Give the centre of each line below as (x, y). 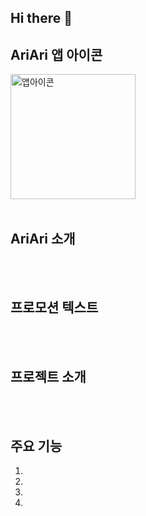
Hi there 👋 (41, 18)
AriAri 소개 (43, 238)
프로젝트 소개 (48, 377)
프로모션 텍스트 (54, 307)
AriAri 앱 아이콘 (56, 54)
